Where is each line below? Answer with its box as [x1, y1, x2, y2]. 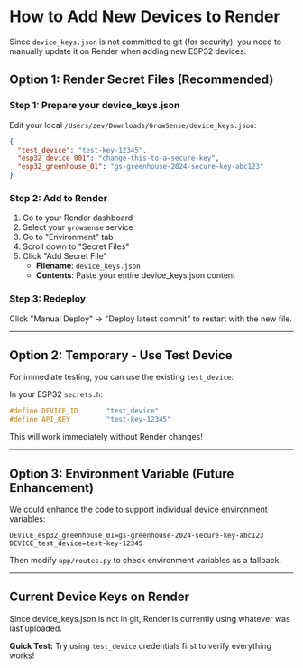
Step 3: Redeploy [9, 292, 87, 305]
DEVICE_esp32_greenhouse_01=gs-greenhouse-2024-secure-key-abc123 [9, 531, 264, 540]
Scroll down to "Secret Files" [22, 241, 130, 252]
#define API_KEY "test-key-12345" [9, 415, 171, 424]
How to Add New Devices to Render [9, 6, 281, 27]
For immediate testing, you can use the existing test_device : [9, 372, 234, 383]
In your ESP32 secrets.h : [9, 389, 104, 400]
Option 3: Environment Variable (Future [9, 466, 234, 481]
